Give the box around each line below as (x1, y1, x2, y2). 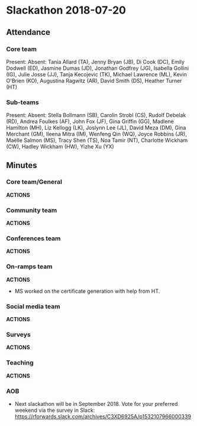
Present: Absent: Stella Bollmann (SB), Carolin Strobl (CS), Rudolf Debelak (6, 112, 186, 119)
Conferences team (6, 234, 61, 243)
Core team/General (6, 178, 62, 186)
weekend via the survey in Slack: (14, 406, 95, 414)
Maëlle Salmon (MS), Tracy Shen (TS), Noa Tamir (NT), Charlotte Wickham (6, 137, 188, 144)
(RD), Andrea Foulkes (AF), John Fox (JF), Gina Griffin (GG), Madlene (6, 118, 175, 125)
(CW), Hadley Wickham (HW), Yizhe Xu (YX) (6, 143, 114, 150)
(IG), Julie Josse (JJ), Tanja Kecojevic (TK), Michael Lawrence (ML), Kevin (6, 70, 188, 78)
